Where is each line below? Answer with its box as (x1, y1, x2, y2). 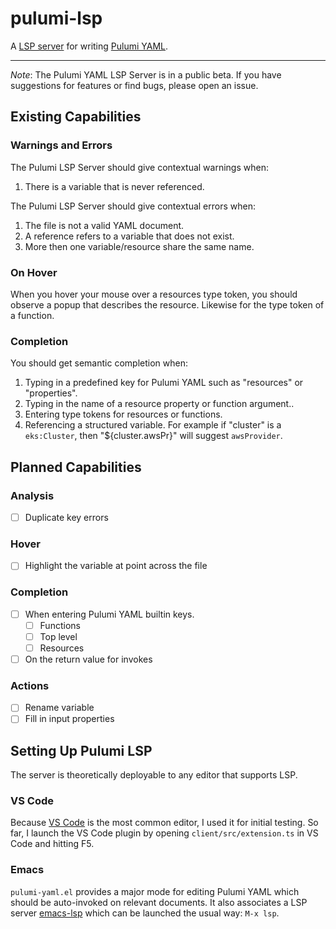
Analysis (10, 488, 55, 502)
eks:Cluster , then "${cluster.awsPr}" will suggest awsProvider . (24, 430, 283, 442)
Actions (10, 678, 50, 692)
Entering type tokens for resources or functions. (24, 408, 223, 421)
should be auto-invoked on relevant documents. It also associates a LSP (10, 896, 308, 908)
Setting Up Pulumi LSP (10, 742, 153, 759)
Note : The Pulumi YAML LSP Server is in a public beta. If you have (10, 68, 282, 81)
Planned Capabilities (10, 458, 142, 476)
